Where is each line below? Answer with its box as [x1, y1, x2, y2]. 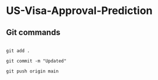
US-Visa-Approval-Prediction [6, 4, 153, 18]
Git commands [6, 27, 60, 37]
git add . [6, 48, 30, 54]
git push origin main [6, 68, 59, 74]
